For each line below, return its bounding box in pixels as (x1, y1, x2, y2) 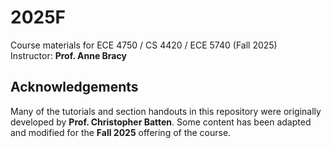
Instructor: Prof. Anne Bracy (10, 49, 127, 61)
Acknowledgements (10, 79, 139, 96)
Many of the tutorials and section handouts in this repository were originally (10, 105, 322, 117)
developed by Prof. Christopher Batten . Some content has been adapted (10, 116, 312, 128)
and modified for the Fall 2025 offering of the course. (10, 126, 232, 138)
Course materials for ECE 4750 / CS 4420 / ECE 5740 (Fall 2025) (10, 39, 278, 51)
